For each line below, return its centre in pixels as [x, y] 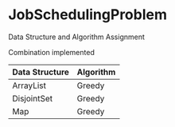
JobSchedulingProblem [87, 15]
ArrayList [29, 85]
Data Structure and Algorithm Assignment [77, 37]
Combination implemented [52, 52]
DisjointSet [33, 98]
